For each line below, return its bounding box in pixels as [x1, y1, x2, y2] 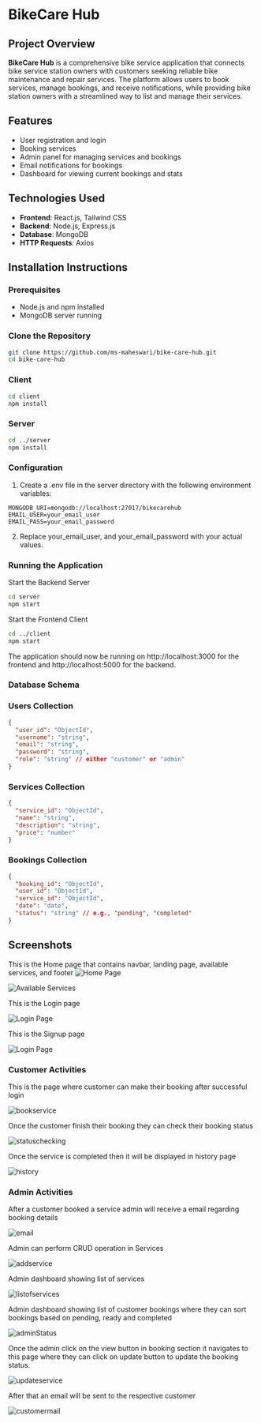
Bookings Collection [8, 854, 88, 865]
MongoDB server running [19, 310, 103, 321]
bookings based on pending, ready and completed [8, 1313, 172, 1323]
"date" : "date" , [15, 902, 69, 910]
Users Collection [8, 700, 73, 711]
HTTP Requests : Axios [19, 238, 95, 247]
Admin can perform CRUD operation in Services [8, 1244, 164, 1253]
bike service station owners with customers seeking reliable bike [8, 66, 218, 76]
